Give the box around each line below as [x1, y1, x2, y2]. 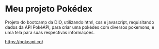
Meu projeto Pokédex [5, 3, 93, 14]
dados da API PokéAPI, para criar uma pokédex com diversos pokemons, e [5, 24, 155, 30]
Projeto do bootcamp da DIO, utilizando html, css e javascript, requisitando [5, 19, 154, 25]
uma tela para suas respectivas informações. [5, 29, 95, 35]
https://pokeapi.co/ [5, 38, 44, 44]
